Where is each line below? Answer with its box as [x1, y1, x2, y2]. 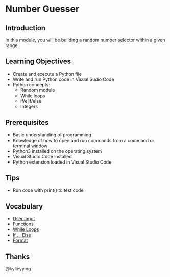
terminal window [12, 143, 48, 149]
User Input [12, 216, 35, 222]
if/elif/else [20, 98, 42, 104]
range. [5, 42, 19, 49]
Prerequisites [5, 118, 49, 127]
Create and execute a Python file [12, 71, 82, 77]
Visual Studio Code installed [12, 153, 72, 159]
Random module [20, 87, 55, 93]
